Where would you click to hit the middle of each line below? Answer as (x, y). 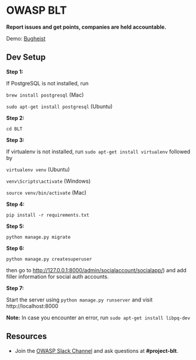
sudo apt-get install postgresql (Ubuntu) (59, 106)
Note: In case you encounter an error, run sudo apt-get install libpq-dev (98, 318)
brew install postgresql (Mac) (45, 95)
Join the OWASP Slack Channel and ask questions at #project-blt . (97, 350)
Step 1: (15, 72)
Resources (27, 336)
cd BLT (14, 129)
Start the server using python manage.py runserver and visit (79, 300)
